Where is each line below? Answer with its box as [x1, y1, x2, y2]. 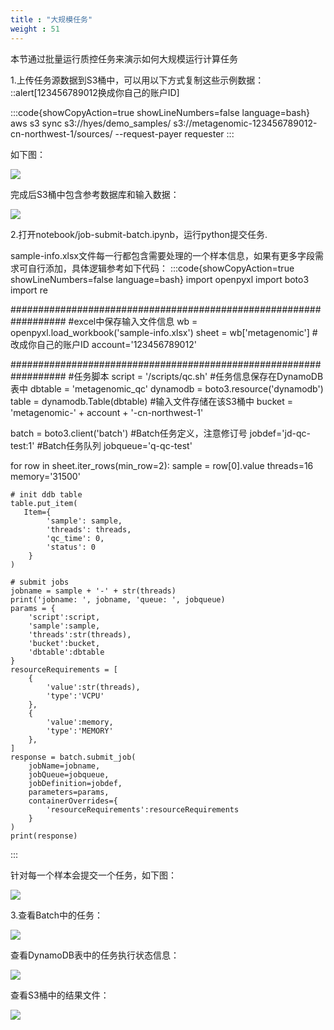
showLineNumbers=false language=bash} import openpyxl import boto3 [10, 273, 310, 285]
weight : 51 [10, 24, 60, 34]
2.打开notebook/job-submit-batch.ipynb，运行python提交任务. [10, 228, 268, 240]
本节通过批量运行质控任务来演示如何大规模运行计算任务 [10, 52, 238, 65]
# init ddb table [10, 489, 83, 500]
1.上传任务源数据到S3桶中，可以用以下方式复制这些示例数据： [10, 74, 265, 86]
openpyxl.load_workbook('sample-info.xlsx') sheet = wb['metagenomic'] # [10, 326, 318, 338]
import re [10, 284, 48, 296]
